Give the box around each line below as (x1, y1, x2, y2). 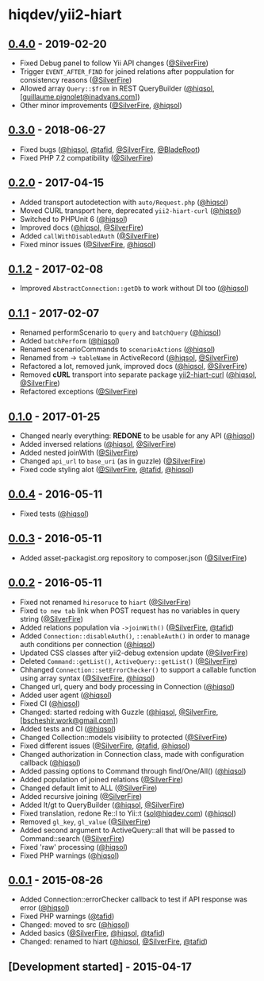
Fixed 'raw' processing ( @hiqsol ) (19, 842, 128, 851)
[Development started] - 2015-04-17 (8, 960, 192, 973)
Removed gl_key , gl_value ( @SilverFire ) (19, 816, 151, 826)
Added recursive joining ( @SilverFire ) (19, 791, 143, 801)
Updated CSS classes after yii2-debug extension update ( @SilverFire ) (19, 648, 248, 657)
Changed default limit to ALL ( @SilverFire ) (19, 783, 158, 793)
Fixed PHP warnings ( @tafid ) (19, 912, 115, 921)
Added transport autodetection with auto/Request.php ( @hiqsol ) (19, 197, 228, 207)
